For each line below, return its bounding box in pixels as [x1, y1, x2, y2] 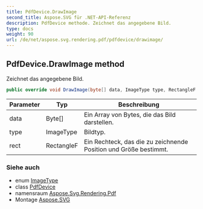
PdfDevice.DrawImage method [6, 59, 125, 69]
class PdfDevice [14, 183, 56, 190]
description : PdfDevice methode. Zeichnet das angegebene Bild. [6, 20, 172, 26]
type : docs [6, 25, 34, 32]
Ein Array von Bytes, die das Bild [83, 110, 176, 119]
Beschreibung [118, 100, 160, 108]
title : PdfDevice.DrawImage [6, 8, 77, 15]
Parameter [9, 100, 40, 108]
